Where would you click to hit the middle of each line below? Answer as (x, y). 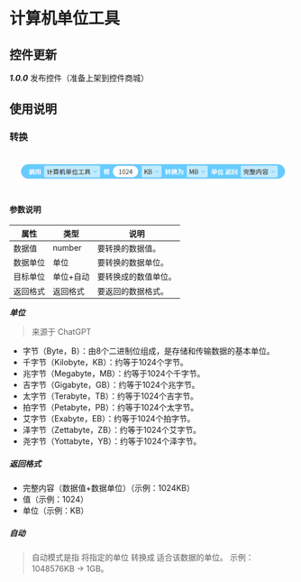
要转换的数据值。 (129, 248)
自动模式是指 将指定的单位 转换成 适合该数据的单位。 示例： (142, 558)
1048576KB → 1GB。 (70, 568)
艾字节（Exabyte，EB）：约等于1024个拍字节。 (109, 419)
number (67, 248)
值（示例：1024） (55, 499)
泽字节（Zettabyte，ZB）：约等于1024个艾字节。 (111, 430)
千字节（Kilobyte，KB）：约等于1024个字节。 (105, 363)
